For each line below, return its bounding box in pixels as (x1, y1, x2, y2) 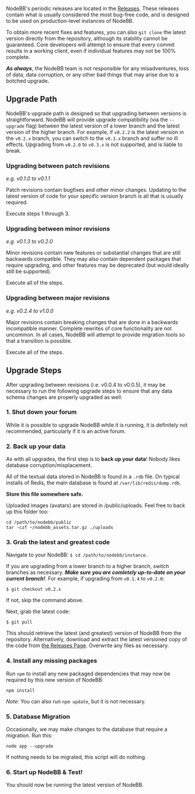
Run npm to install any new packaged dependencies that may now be (6, 670, 170, 677)
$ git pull (6, 620, 33, 625)
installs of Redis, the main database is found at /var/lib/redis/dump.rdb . (6, 479, 182, 486)
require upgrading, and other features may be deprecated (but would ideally (6, 262, 189, 269)
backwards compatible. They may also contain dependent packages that (6, 256, 182, 263)
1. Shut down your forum (6, 408, 77, 416)
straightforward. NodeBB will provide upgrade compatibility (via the (6, 116, 168, 123)
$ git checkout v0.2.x (6, 586, 61, 593)
